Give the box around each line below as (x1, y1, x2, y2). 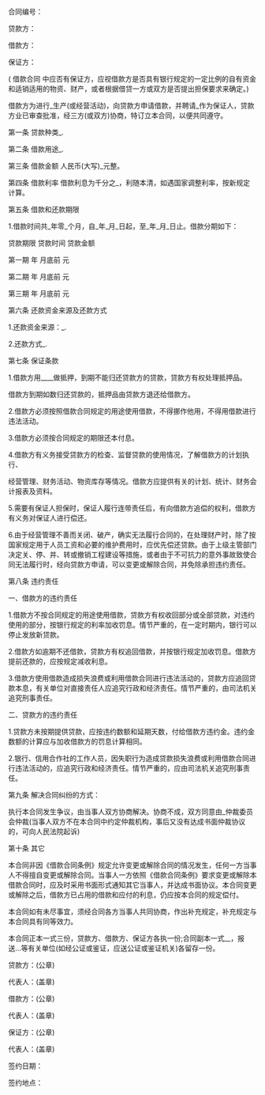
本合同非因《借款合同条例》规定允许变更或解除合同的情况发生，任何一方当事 (8, 861, 257, 870)
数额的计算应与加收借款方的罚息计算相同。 (8, 737, 147, 746)
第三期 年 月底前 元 (8, 289, 69, 298)
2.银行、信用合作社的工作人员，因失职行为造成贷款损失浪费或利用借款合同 (8, 754, 250, 763)
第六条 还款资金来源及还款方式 (8, 305, 107, 315)
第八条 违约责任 (8, 577, 59, 585)
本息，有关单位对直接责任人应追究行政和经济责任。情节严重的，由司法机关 (14, 684, 257, 692)
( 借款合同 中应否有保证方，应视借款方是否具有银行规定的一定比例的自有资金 (8, 74, 256, 83)
